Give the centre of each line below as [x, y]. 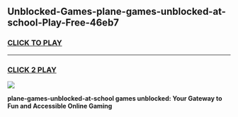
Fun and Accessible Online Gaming [60, 106]
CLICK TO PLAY [35, 43]
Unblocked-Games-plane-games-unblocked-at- [117, 12]
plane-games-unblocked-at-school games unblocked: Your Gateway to [115, 98]
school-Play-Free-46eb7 [63, 23]
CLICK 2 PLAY [32, 69]
